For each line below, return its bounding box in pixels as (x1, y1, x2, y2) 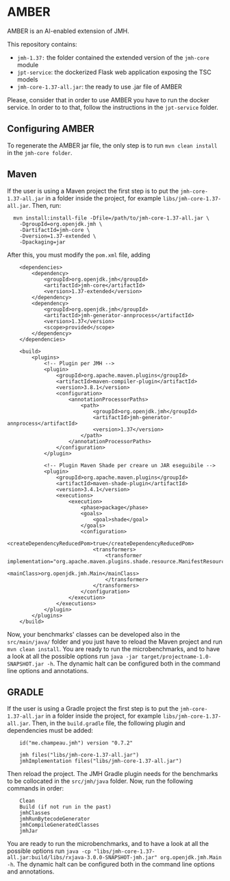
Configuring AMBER (7, 123, 94, 134)
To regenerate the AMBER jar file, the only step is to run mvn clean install (7, 141, 218, 150)
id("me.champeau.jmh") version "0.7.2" (19, 740, 133, 747)
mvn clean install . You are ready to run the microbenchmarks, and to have (7, 644, 220, 653)
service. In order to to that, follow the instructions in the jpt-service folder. (7, 103, 219, 111)
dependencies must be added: (7, 727, 94, 735)
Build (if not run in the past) (19, 803, 112, 810)
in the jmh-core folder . (7, 148, 73, 156)
